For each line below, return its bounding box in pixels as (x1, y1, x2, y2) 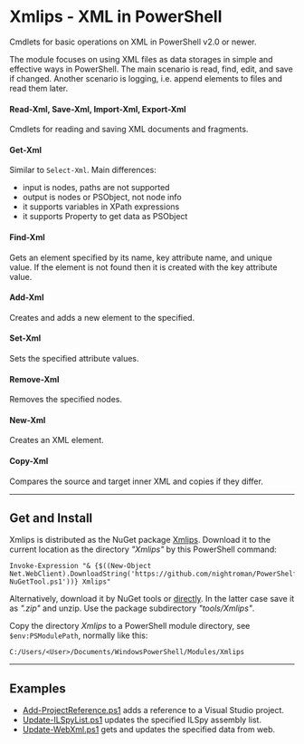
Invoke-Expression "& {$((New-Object (9, 562, 152, 571)
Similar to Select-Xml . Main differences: (9, 165, 157, 176)
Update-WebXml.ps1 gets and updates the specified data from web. (22, 724, 276, 735)
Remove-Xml (9, 373, 60, 384)
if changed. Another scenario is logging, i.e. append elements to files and (9, 72, 283, 83)
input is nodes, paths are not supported (22, 182, 170, 193)
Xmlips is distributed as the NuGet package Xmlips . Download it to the (9, 535, 271, 546)
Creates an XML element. (9, 435, 104, 446)
